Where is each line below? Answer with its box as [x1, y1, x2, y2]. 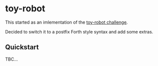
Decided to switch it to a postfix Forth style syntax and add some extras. [5, 29, 154, 34]
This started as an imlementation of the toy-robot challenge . [5, 19, 128, 25]
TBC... [5, 56, 18, 62]
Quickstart [5, 43, 39, 52]
